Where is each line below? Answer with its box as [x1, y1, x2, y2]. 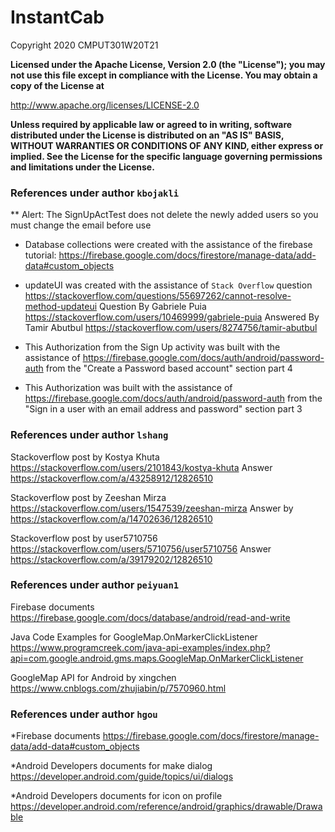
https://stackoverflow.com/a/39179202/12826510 [10, 553, 213, 565]
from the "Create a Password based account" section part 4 [45, 362, 293, 375]
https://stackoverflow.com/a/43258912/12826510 [10, 472, 214, 484]
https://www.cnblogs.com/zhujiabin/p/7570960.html [10, 682, 227, 694]
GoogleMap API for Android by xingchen [10, 671, 177, 683]
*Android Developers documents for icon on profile [10, 790, 223, 802]
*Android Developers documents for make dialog [10, 760, 213, 772]
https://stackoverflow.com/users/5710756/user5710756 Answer [10, 542, 272, 555]
